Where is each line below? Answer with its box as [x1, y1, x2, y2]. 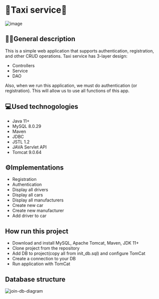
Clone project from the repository [12, 245, 80, 251]
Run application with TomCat [12, 261, 70, 267]
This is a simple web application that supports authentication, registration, [5, 48, 154, 53]
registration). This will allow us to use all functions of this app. [5, 88, 130, 94]
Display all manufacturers [12, 197, 64, 203]
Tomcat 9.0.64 [12, 149, 42, 155]
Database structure [5, 275, 66, 283]
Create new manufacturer [12, 208, 65, 214]
